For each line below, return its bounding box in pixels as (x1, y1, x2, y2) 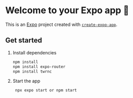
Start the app (12, 78, 41, 84)
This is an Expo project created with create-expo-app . (5, 21, 118, 27)
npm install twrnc (12, 69, 52, 74)
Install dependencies (12, 49, 57, 55)
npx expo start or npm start (15, 88, 77, 93)
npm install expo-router (12, 64, 66, 69)
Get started (5, 36, 42, 45)
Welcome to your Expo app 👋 (5, 5, 129, 16)
